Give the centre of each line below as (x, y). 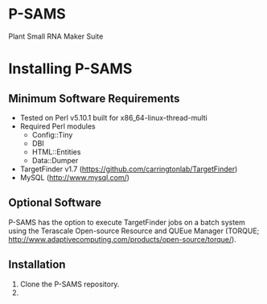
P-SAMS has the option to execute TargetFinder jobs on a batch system (127, 222)
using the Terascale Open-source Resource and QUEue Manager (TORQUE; (134, 231)
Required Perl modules (58, 126)
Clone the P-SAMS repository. (70, 284)
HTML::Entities (56, 152)
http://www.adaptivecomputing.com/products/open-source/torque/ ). (123, 239)
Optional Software (55, 203)
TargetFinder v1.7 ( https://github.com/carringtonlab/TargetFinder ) (129, 169)
